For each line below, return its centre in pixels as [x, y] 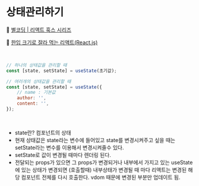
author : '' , [31, 98]
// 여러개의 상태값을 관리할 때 [39, 81]
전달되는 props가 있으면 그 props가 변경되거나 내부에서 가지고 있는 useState [104, 162]
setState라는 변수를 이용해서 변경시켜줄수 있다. [69, 147]
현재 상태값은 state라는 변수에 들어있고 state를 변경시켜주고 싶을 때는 [95, 140]
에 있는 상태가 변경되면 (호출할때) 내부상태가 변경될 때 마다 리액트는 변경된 [101, 169]
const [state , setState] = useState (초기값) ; [61, 71]
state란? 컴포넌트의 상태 [43, 133]
